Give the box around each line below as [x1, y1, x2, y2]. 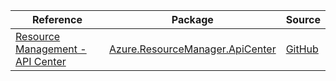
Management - [15, 42, 87, 56]
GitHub [285, 42, 319, 56]
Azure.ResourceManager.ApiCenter [108, 42, 277, 56]
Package [171, 13, 214, 26]
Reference [31, 13, 83, 26]
